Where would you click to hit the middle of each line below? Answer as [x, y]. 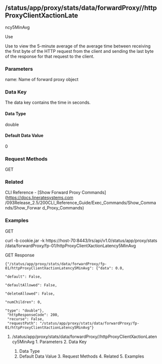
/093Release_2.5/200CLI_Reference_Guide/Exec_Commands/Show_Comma [81, 203]
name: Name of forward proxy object [42, 79]
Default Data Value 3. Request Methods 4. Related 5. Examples [81, 356]
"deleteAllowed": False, [30, 293]
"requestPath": [22, 323]
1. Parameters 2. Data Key [61, 342]
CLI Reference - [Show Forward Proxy [43, 192]
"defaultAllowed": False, [31, 285]
